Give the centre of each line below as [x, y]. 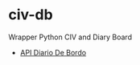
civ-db [31, 15]
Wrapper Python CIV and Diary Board [70, 37]
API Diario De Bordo [53, 52]
